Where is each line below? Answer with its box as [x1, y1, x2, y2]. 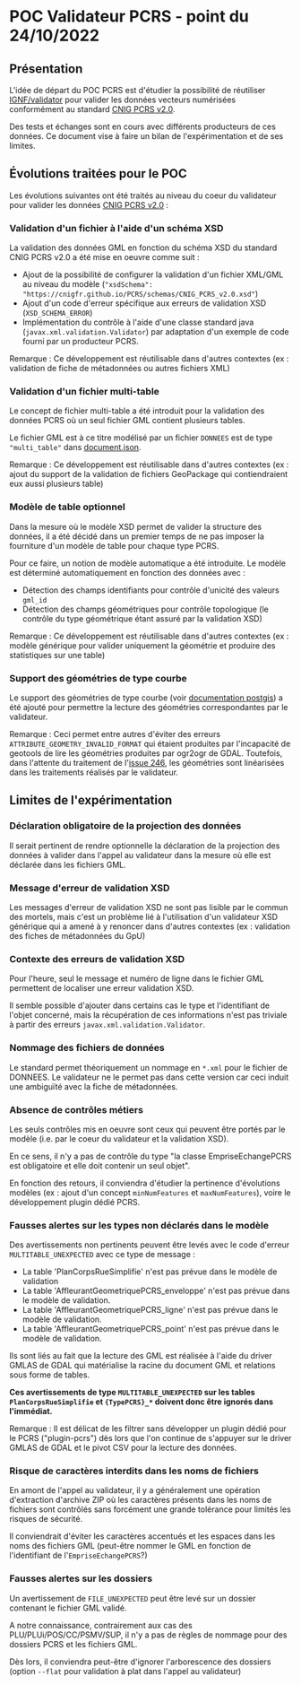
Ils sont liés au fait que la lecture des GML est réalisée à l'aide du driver [9, 1351, 273, 1361]
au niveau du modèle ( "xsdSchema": [21, 279, 154, 290]
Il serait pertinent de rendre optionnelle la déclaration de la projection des [9, 840, 280, 851]
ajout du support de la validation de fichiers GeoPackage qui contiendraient [9, 469, 288, 480]
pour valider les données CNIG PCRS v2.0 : [9, 199, 168, 210]
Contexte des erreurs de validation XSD [9, 952, 185, 965]
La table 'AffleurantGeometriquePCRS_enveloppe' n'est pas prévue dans [21, 1285, 290, 1297]
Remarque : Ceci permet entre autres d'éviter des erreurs [9, 729, 221, 739]
